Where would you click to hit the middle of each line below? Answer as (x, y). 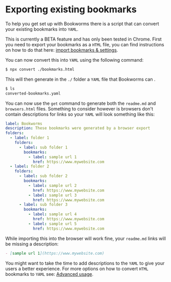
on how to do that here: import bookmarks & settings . (62, 50)
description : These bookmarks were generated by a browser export (78, 128)
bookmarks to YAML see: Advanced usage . (49, 274)
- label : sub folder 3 (43, 205)
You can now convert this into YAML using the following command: (74, 60)
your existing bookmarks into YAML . (42, 29)
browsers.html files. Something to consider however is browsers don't (79, 108)
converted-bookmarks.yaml (33, 93)
